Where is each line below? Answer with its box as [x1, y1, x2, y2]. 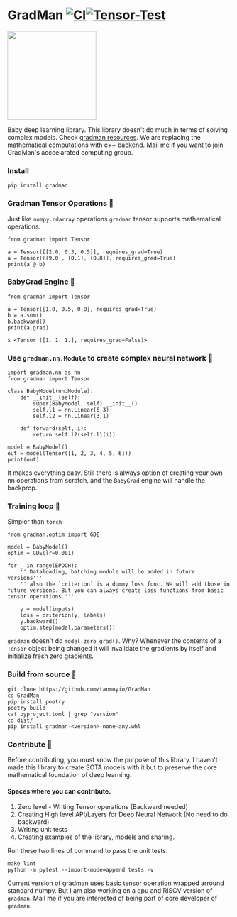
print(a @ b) [7, 260, 46, 268]
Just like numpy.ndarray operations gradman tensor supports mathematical [7, 214, 221, 223]
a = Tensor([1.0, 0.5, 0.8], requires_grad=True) [7, 305, 158, 312]
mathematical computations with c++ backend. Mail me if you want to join [7, 141, 224, 149]
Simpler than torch [7, 517, 62, 526]
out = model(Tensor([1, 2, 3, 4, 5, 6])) [7, 450, 132, 457]
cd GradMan [7, 692, 40, 699]
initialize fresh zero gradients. [7, 652, 94, 660]
